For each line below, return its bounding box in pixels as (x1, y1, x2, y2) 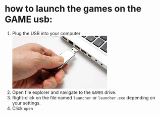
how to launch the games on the (5, 3, 142, 15)
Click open (12, 105, 33, 111)
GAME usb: (5, 14, 52, 25)
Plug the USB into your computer (12, 30, 81, 36)
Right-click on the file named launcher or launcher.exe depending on (12, 94, 155, 100)
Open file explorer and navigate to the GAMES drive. (12, 89, 117, 95)
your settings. (12, 100, 41, 106)
